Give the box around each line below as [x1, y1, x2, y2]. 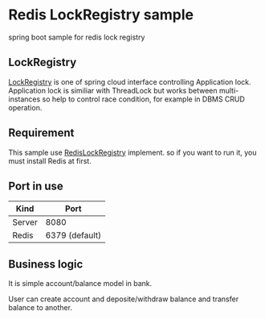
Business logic [8, 257, 84, 271]
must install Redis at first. [8, 155, 92, 166]
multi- [218, 85, 239, 95]
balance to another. [8, 303, 72, 313]
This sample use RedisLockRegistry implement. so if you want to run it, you [8, 147, 257, 157]
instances [8, 94, 41, 104]
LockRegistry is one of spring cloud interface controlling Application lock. [8, 77, 251, 86]
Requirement [8, 126, 75, 140]
